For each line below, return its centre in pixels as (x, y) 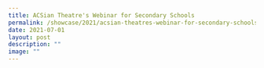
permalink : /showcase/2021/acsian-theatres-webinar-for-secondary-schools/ (135, 23)
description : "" (35, 45)
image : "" (24, 52)
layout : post (29, 37)
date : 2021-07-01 (37, 30)
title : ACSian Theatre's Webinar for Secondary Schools (101, 15)
